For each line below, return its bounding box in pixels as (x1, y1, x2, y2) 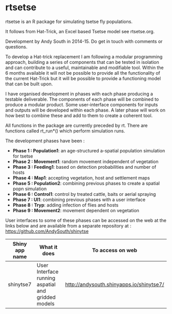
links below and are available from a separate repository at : (5, 222, 132, 229)
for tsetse (12, 153, 33, 159)
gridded (36, 294, 56, 301)
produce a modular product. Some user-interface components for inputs (5, 101, 158, 107)
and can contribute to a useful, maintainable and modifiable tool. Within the (5, 64, 164, 71)
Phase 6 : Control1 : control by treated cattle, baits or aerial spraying (12, 191, 156, 197)
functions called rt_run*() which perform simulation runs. (5, 127, 125, 134)
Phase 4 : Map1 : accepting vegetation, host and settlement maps (12, 174, 150, 181)
